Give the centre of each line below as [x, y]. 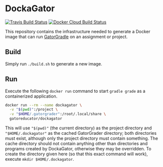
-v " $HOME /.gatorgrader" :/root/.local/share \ [58, 114]
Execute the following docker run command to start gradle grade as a [75, 91]
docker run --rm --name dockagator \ [44, 105]
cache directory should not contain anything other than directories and [76, 144]
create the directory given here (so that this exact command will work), [77, 154]
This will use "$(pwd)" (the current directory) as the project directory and [79, 128]
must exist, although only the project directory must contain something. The [81, 138]
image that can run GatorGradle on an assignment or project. [67, 37]
